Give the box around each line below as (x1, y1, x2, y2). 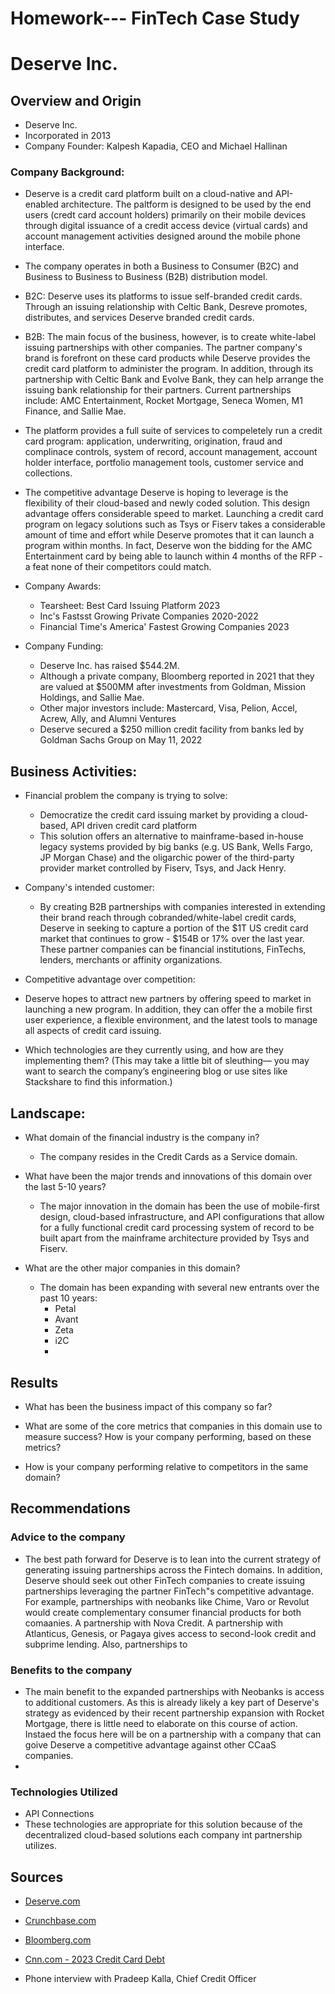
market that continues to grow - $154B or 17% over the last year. (39, 933, 305, 945)
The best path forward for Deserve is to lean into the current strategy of (24, 1553, 322, 1565)
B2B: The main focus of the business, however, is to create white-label (24, 331, 317, 343)
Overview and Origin (10, 92, 142, 109)
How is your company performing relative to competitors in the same (24, 1460, 309, 1472)
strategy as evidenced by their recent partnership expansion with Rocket (24, 1707, 325, 1719)
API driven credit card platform (70, 820, 198, 832)
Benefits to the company (10, 1663, 133, 1677)
